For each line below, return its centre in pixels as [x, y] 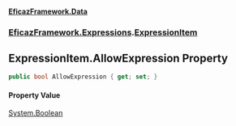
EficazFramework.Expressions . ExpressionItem [103, 32]
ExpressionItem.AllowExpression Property [118, 58]
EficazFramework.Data [48, 11]
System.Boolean [36, 113]
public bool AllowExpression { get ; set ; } [83, 77]
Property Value [34, 95]
